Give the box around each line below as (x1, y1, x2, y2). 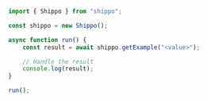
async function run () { (8, 36, 87, 43)
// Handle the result (22, 58, 94, 66)
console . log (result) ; (22, 65, 94, 73)
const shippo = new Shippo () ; (8, 21, 109, 29)
